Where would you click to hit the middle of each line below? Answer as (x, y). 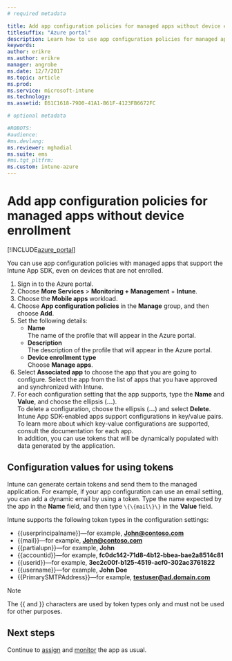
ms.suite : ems (28, 154)
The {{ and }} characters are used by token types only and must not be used (116, 604)
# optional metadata (37, 116)
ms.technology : (29, 97)
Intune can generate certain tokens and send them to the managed (102, 484)
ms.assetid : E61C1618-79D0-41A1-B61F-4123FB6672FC (81, 103)
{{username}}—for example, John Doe (72, 570)
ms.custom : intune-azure (43, 167)
